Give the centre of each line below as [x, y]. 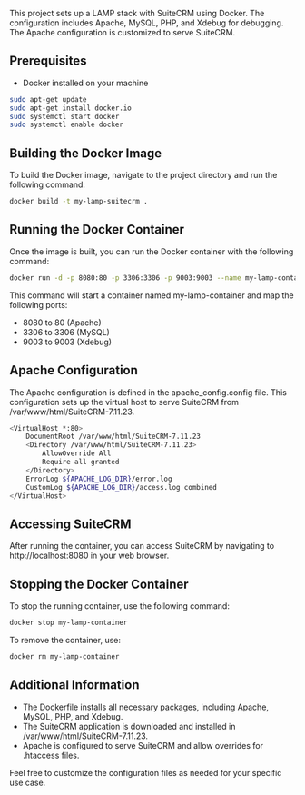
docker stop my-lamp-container [69, 622]
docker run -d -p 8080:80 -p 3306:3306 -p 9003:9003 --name [126, 278]
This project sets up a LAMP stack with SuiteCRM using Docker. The [137, 13]
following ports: [39, 304]
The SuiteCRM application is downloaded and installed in [129, 726]
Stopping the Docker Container [99, 584]
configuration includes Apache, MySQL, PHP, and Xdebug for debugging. [147, 23]
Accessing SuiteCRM [70, 524]
